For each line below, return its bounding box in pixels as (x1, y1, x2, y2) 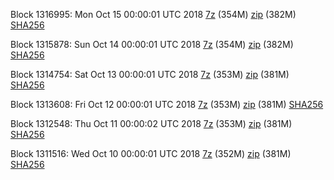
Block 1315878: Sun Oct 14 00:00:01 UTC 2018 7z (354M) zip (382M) (10, 39, 294, 50)
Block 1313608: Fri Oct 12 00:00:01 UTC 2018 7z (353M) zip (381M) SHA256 (10, 99, 324, 110)
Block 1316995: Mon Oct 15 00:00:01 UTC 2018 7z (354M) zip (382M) (10, 9, 297, 20)
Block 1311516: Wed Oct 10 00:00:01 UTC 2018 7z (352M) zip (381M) (10, 148, 292, 159)
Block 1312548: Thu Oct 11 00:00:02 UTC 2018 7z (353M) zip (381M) (10, 118, 293, 129)
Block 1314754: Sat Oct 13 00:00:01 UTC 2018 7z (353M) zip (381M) (10, 69, 290, 80)
